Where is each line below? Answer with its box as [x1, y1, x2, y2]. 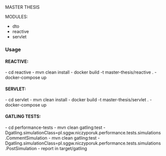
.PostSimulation [5, 145, 37, 151]
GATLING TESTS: [5, 113, 41, 119]
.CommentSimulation [5, 135, 48, 141]
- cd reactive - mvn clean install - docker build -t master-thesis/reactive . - [5, 69, 157, 76]
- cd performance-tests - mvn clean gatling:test [5, 124, 103, 130]
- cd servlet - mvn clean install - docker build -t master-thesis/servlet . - [5, 97, 152, 103]
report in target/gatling [41, 145, 87, 151]
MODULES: [5, 14, 28, 19]
